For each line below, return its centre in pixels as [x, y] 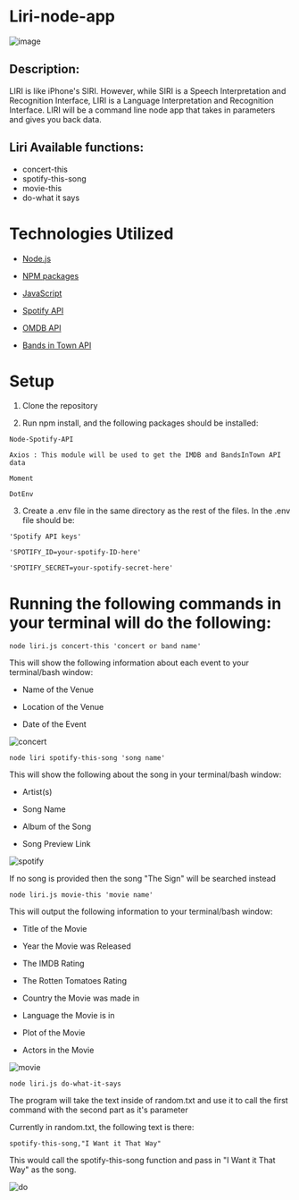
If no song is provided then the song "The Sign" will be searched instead [143, 879]
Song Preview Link [56, 844]
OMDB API [42, 327]
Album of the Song [57, 827]
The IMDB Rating [53, 964]
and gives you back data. [56, 119]
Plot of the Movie [54, 1033]
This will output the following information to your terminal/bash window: [141, 912]
